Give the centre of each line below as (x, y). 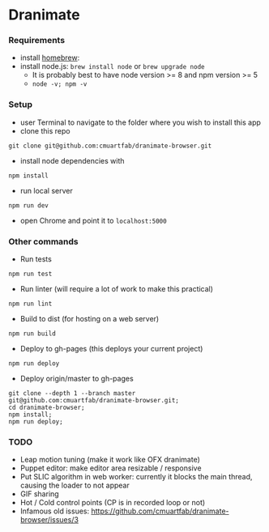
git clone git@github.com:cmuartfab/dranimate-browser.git (110, 146)
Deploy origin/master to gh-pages (77, 379)
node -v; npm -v (60, 84)
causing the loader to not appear (75, 485)
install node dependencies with (72, 160)
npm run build (32, 334)
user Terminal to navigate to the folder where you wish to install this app (141, 122)
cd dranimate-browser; (47, 408)
